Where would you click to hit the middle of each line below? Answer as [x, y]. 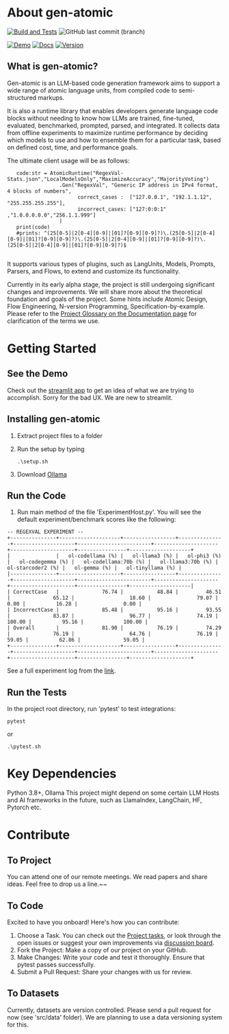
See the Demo [38, 374]
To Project [29, 860]
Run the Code [37, 495]
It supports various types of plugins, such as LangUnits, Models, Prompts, [111, 264]
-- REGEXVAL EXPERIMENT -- [45, 532]
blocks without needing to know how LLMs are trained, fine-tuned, [101, 118]
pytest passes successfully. [56, 964]
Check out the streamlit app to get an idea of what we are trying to [101, 390]
